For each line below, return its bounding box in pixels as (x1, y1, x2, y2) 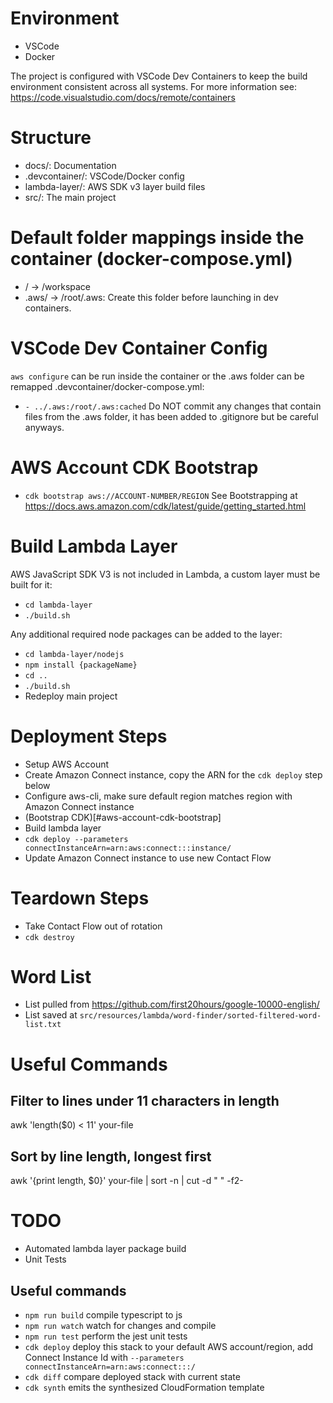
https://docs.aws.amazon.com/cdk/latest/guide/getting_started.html (24, 500, 307, 512)
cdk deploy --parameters (24, 834, 129, 844)
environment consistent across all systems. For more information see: (10, 80, 297, 92)
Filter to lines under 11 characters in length (10, 1093, 280, 1110)
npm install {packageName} (24, 660, 138, 670)
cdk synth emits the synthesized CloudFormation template (24, 1382, 265, 1393)
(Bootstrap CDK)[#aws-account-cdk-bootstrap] (24, 811, 222, 823)
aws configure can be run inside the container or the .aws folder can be (10, 370, 305, 382)
